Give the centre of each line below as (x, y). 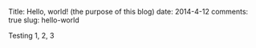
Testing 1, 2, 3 (31, 36)
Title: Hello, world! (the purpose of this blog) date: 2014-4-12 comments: (128, 12)
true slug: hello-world (44, 20)
